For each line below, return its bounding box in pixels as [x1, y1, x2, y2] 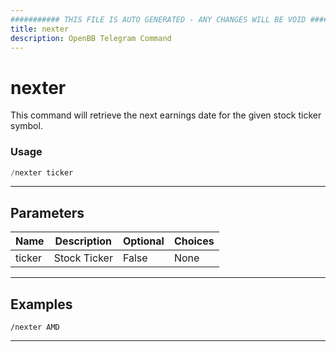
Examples [10, 296, 73, 313]
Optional [122, 234, 165, 248]
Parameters [10, 204, 85, 221]
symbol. [10, 120, 43, 132]
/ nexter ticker [10, 167, 74, 178]
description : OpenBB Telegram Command [10, 33, 172, 43]
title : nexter [10, 24, 70, 34]
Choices [173, 234, 215, 248]
